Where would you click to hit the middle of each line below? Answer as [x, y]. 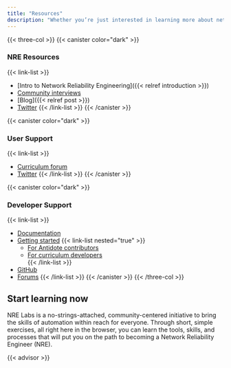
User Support [30, 138]
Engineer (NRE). [30, 345]
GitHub [27, 270]
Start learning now [48, 298]
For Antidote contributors [63, 248]
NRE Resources [33, 57]
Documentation [39, 233]
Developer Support [40, 205]
